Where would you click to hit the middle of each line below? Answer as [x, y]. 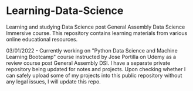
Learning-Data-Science [65, 11]
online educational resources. [42, 39]
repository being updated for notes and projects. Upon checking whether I [96, 69]
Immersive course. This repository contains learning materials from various [97, 33]
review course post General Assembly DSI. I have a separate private [88, 63]
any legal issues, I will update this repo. [53, 81]
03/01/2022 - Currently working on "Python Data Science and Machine [92, 50]
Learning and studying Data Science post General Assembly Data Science [96, 27]
